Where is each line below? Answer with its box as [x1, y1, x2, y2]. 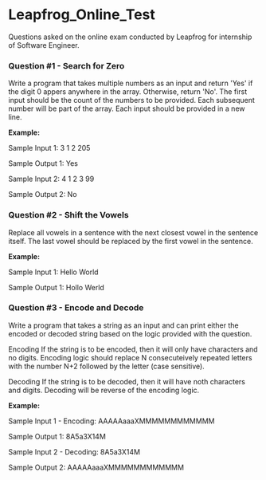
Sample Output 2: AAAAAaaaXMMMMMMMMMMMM [8, 462, 185, 472]
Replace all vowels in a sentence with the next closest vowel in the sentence [8, 227, 259, 237]
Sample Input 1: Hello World [8, 267, 99, 277]
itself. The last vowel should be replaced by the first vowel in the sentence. [8, 236, 253, 246]
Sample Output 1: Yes [8, 159, 78, 168]
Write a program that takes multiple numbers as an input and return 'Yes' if [8, 78, 253, 89]
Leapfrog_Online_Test [8, 6, 155, 24]
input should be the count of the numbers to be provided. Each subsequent [8, 96, 255, 105]
